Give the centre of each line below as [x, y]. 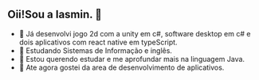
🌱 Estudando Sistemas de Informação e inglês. [96, 50]
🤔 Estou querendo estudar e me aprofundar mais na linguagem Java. [131, 59]
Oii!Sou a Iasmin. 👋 [55, 15]
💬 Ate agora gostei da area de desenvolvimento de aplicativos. [122, 67]
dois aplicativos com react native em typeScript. [98, 42]
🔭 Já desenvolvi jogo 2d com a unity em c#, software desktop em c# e [135, 33]
